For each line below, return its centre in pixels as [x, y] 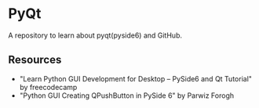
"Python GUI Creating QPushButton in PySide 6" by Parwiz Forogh [127, 95]
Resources [35, 60]
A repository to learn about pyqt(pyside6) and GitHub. [95, 35]
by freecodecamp [48, 87]
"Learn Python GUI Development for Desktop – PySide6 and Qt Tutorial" [136, 78]
